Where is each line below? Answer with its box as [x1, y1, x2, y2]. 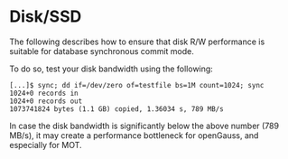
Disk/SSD [9, 6, 82, 27]
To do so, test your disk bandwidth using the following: [9, 63, 214, 74]
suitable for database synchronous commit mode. [9, 45, 194, 56]
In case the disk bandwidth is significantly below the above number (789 [9, 120, 280, 131]
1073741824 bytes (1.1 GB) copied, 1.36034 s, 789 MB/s [9, 104, 224, 114]
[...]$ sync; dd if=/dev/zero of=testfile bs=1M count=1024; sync [9, 80, 265, 89]
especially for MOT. [9, 139, 83, 150]
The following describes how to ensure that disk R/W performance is [9, 36, 265, 47]
